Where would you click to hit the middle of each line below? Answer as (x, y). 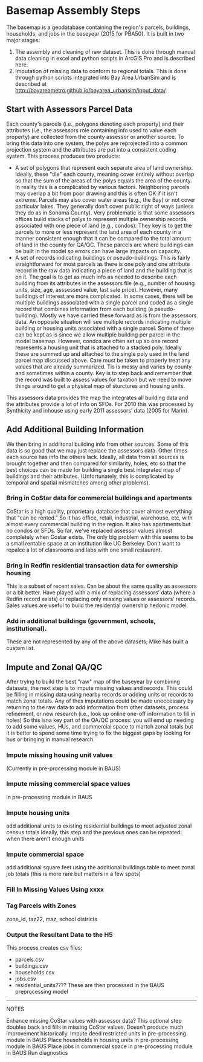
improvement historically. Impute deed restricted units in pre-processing (96, 1033)
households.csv (35, 972)
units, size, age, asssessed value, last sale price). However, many (96, 289)
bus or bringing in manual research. (50, 739)
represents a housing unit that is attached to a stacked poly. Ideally (98, 347)
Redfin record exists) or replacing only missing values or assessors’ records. (101, 599)
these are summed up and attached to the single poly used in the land (102, 353)
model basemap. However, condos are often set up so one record (97, 341)
